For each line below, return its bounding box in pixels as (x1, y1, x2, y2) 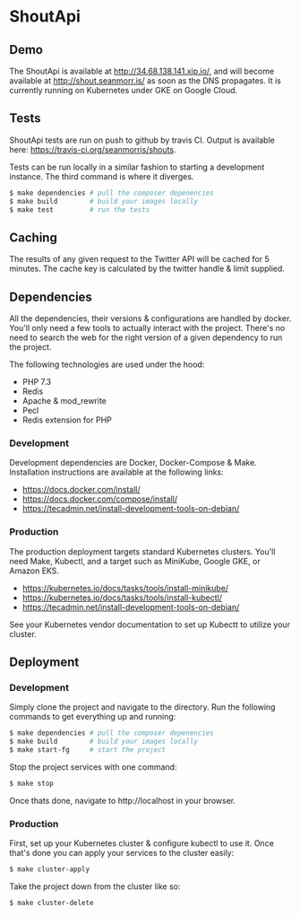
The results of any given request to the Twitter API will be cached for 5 (9, 254, 270, 265)
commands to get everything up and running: (9, 711, 176, 722)
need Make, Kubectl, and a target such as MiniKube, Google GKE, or (9, 555, 261, 566)
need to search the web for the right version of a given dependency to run (9, 332, 283, 343)
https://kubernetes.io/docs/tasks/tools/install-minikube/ (21, 582, 229, 593)
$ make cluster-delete (9, 899, 94, 908)
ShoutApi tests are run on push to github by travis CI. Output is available (9, 135, 275, 145)
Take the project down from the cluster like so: (9, 881, 181, 892)
